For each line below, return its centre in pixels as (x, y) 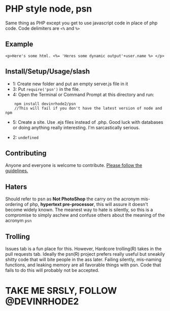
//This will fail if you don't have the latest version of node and (88, 108)
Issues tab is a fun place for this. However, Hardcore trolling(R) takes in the (83, 249)
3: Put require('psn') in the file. (46, 89)
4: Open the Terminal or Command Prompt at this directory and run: (83, 94)
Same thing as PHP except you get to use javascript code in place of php (81, 23)
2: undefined (26, 137)
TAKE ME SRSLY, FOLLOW (61, 291)
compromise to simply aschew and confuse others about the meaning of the (85, 215)
